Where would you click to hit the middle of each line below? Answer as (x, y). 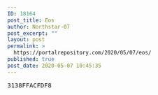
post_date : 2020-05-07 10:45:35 (54, 66)
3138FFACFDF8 (30, 85)
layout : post (26, 40)
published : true (31, 59)
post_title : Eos (31, 20)
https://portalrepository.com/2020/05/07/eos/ (82, 53)
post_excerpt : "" (33, 33)
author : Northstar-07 (39, 27)
